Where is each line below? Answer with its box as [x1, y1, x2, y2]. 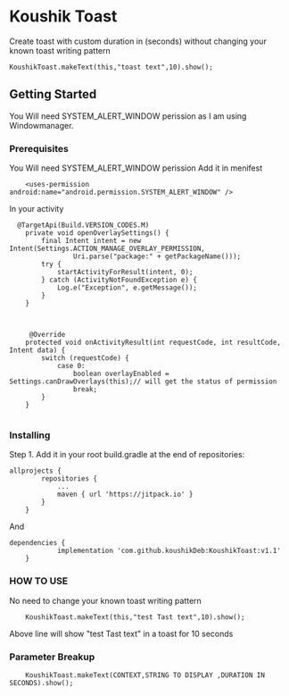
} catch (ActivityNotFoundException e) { [41, 275, 198, 285]
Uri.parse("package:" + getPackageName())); [72, 252, 242, 261]
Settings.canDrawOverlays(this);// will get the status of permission [9, 377, 277, 386]
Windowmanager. [9, 120, 74, 130]
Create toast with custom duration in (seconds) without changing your [9, 36, 268, 46]
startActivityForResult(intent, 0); [56, 268, 194, 277]
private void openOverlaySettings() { [25, 229, 169, 238]
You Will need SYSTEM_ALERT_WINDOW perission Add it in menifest [9, 163, 263, 173]
